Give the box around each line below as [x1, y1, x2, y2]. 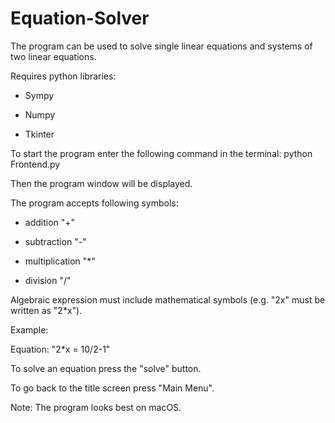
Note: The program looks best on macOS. [10, 401, 182, 413]
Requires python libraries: [10, 70, 117, 82]
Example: [10, 323, 49, 336]
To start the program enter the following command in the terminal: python [10, 147, 313, 159]
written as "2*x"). [10, 304, 83, 316]
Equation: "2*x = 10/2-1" [10, 343, 111, 355]
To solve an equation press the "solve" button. [10, 362, 202, 374]
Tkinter [24, 128, 55, 140]
